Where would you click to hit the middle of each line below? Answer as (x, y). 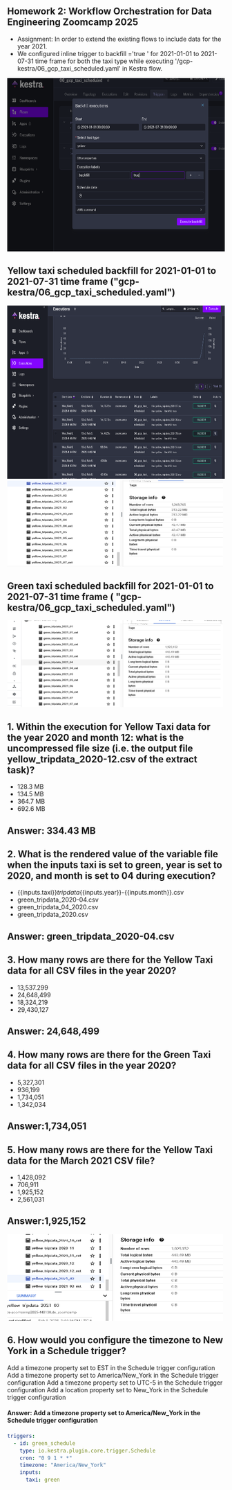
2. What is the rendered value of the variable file (113, 854)
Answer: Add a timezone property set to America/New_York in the (104, 1413)
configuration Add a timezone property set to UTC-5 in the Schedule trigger (115, 1383)
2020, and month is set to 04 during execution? (112, 876)
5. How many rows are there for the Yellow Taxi (110, 1150)
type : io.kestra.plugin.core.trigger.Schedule (88, 1450)
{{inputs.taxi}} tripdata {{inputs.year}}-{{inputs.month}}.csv (100, 893)
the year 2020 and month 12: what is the (96, 737)
